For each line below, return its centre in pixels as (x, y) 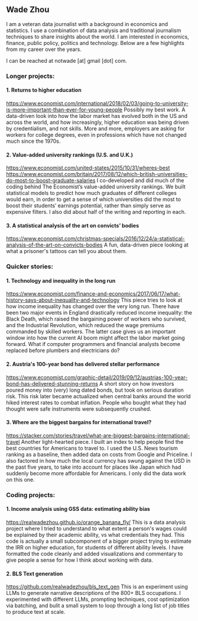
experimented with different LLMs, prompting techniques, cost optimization (98, 599)
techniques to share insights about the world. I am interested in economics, (98, 36)
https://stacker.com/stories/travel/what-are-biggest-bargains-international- (98, 436)
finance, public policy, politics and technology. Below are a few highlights (95, 43)
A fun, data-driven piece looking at (146, 245)
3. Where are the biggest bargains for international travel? (79, 422)
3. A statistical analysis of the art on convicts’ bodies (73, 225)
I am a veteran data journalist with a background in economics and (87, 24)
